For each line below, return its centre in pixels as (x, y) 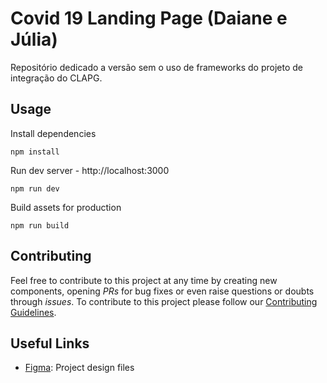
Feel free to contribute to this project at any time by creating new (144, 280)
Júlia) (34, 39)
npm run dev (35, 188)
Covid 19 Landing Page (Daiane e (149, 18)
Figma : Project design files (79, 368)
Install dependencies (53, 133)
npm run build (40, 225)
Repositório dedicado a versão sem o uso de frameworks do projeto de (157, 67)
